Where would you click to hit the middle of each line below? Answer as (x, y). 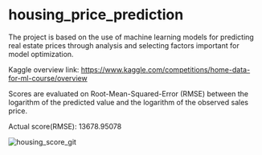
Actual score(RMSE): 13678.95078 (65, 126)
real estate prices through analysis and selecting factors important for (124, 45)
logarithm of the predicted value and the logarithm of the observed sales (129, 102)
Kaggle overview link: (44, 69)
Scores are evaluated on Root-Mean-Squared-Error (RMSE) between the (129, 93)
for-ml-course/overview (48, 78)
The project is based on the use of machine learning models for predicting (131, 37)
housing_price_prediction (96, 15)
